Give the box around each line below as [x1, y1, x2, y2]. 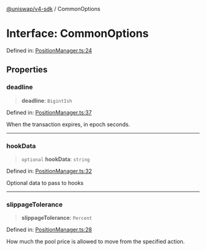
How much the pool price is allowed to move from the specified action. [6, 238, 185, 245]
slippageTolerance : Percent [21, 214, 93, 222]
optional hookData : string [21, 155, 90, 163]
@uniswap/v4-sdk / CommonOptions [6, 6, 101, 12]
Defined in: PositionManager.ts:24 [6, 47, 93, 54]
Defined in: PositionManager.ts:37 [6, 108, 92, 116]
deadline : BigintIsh [21, 97, 72, 104]
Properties [6, 64, 48, 75]
